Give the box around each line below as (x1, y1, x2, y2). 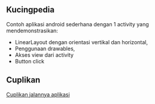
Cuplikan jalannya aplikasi (6, 91, 70, 98)
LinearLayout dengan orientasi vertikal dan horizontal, (14, 38, 148, 45)
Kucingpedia (6, 5, 55, 15)
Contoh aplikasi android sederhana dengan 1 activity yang (6, 20, 150, 27)
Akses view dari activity (14, 51, 74, 59)
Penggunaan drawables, (14, 45, 75, 52)
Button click (14, 57, 45, 65)
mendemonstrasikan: (6, 27, 59, 34)
